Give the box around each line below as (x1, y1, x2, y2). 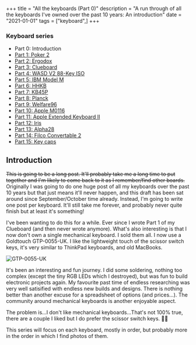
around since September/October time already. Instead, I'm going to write (6, 196, 183, 203)
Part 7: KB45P (14, 89, 48, 96)
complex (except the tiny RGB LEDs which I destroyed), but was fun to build (6, 273, 188, 280)
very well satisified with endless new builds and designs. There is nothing (6, 285, 183, 292)
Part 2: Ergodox (14, 58, 52, 65)
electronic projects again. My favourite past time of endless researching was (6, 279, 190, 286)
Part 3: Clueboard (14, 64, 57, 71)
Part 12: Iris (14, 120, 42, 127)
